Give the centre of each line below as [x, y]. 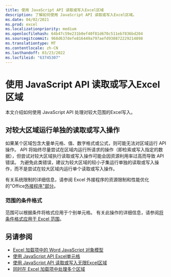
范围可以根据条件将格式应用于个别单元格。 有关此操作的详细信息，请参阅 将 [84, 213]
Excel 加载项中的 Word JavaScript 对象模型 [58, 250]
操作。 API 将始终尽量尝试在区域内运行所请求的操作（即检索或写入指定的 [82, 150]
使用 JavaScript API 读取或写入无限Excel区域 [60, 263]
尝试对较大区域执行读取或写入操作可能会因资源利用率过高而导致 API [92, 156]
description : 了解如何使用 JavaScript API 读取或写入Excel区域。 [71, 15]
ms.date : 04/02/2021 [27, 19]
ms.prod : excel [22, 24]
